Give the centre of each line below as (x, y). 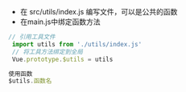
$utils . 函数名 (30, 81)
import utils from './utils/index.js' (77, 44)
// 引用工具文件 (32, 37)
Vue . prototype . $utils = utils (62, 59)
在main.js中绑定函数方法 (60, 22)
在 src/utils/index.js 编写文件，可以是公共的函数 (99, 12)
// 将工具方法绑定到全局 (47, 52)
